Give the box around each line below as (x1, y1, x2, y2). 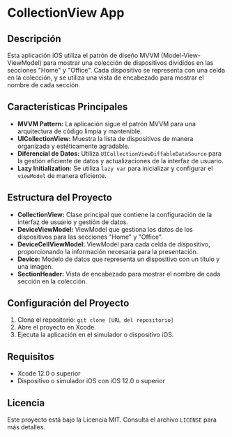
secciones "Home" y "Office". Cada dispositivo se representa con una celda (7, 66, 225, 74)
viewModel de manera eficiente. (17, 171, 107, 179)
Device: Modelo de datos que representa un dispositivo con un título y (17, 255, 220, 263)
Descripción (7, 33, 61, 45)
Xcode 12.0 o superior (17, 369, 81, 378)
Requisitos (7, 350, 54, 362)
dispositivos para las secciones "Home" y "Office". (17, 232, 164, 241)
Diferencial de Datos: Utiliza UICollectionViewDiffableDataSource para (17, 149, 222, 158)
